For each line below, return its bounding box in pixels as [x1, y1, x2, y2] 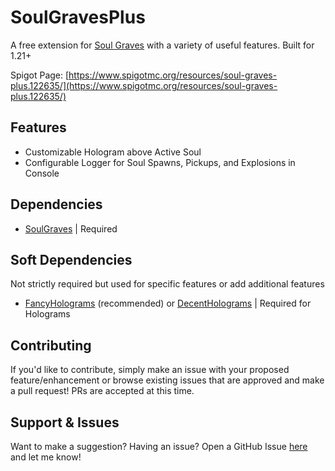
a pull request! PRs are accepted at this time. [10, 385, 195, 397]
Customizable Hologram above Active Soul [24, 146, 202, 158]
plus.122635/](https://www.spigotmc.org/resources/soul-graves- [10, 79, 278, 91]
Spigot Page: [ [10, 69, 70, 81]
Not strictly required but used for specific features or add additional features [10, 278, 325, 290]
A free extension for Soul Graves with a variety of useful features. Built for [10, 39, 315, 51]
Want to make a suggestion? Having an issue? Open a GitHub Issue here [10, 441, 308, 452]
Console [24, 167, 60, 179]
